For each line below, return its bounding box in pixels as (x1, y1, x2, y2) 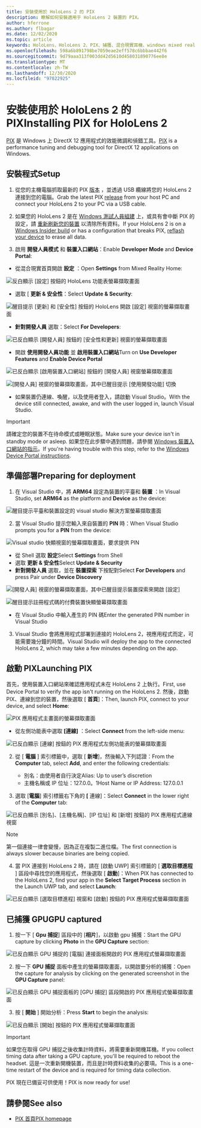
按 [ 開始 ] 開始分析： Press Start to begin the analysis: (14, 1009, 149, 1016)
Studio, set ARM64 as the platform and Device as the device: (14, 494, 166, 502)
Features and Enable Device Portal (14, 355, 103, 363)
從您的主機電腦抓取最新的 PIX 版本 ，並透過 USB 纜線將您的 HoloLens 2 (14, 186, 192, 193)
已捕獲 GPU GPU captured (6, 914, 102, 924)
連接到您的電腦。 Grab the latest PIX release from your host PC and (14, 193, 180, 201)
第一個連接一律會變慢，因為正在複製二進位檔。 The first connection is (6, 843, 177, 850)
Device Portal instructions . (6, 452, 72, 459)
